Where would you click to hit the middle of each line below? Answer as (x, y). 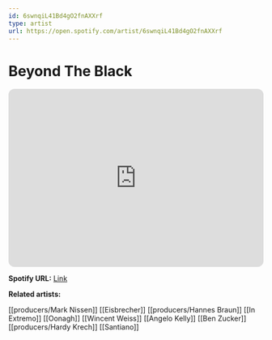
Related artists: (35, 294)
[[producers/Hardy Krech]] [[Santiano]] (74, 327)
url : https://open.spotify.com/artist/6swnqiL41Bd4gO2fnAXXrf (115, 31)
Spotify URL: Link (38, 278)
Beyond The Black (70, 71)
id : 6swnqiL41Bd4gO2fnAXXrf (56, 16)
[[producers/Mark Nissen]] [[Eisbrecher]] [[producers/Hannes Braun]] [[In (132, 310)
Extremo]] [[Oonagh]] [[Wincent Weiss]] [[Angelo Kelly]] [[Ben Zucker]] (127, 319)
